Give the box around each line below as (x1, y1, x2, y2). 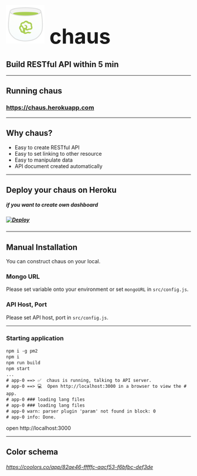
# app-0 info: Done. (6, 414, 57, 420)
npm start (6, 366, 30, 371)
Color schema (6, 447, 59, 457)
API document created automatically (14, 162, 103, 169)
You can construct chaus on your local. (6, 258, 101, 265)
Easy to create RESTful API (14, 143, 80, 151)
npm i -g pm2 (6, 348, 38, 354)
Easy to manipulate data (14, 156, 73, 163)
